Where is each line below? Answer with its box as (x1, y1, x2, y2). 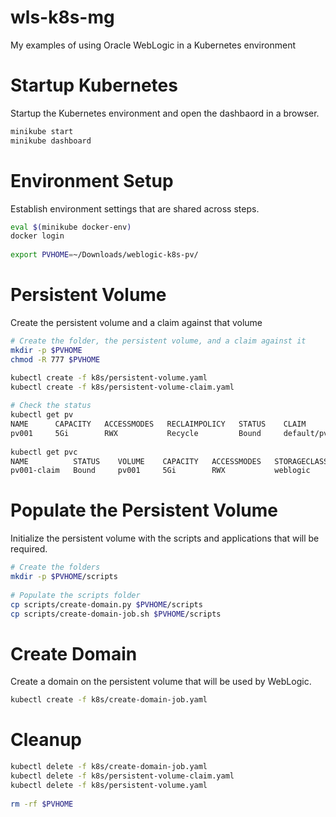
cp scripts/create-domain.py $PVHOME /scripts (10, 599, 203, 610)
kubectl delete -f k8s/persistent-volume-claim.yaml (10, 771, 235, 781)
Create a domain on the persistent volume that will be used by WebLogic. (10, 676, 312, 688)
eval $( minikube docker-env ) (10, 222, 132, 232)
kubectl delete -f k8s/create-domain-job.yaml (10, 762, 208, 772)
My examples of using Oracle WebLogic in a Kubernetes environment (10, 39, 296, 51)
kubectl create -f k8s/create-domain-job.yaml (10, 695, 208, 705)
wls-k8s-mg (10, 6, 115, 29)
